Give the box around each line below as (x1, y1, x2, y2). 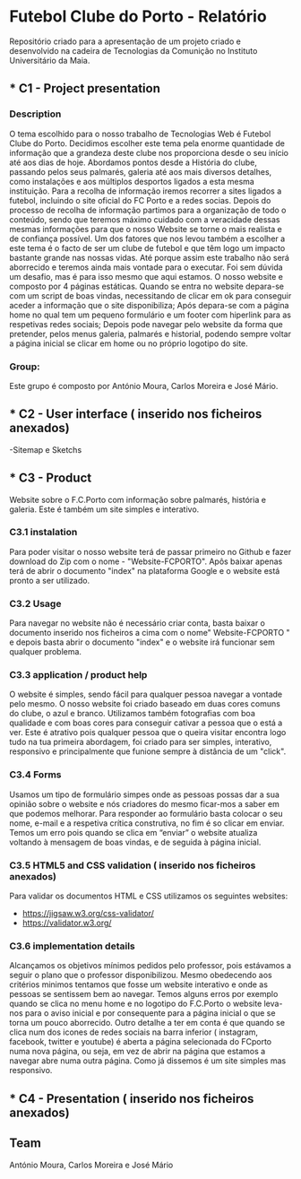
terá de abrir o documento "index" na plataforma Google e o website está (9, 565, 280, 576)
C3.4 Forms (9, 768, 62, 781)
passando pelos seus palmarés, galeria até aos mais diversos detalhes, (9, 166, 272, 177)
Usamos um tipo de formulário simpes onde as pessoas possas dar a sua (9, 789, 280, 800)
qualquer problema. (9, 646, 82, 657)
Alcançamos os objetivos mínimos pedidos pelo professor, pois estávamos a (9, 960, 292, 971)
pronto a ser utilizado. (9, 575, 90, 585)
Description (9, 108, 62, 120)
